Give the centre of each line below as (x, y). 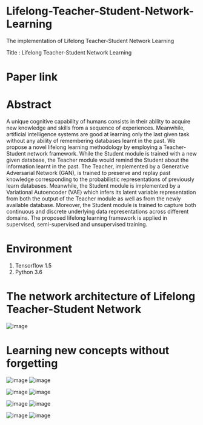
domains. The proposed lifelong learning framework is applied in (87, 218)
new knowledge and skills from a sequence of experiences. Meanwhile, (95, 128)
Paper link (32, 77)
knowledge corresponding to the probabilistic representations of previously (101, 179)
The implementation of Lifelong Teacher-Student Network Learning (90, 41)
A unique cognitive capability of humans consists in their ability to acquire (98, 122)
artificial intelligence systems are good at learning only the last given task (98, 134)
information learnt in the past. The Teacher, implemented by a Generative (98, 166)
